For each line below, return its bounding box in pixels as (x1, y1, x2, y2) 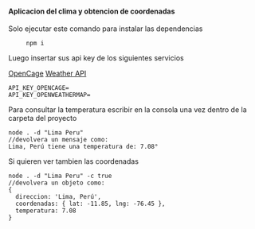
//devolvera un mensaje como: (8, 136, 109, 144)
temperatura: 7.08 (15, 207, 77, 215)
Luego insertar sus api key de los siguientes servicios (8, 53, 185, 63)
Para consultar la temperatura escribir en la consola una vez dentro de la (8, 105, 247, 114)
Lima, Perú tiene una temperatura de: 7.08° (8, 143, 159, 151)
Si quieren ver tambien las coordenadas (8, 157, 139, 166)
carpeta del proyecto (8, 114, 77, 123)
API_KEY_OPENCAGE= (8, 84, 69, 92)
